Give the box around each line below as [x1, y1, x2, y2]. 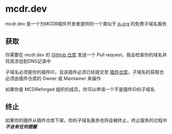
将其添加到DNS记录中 [5, 58, 51, 64]
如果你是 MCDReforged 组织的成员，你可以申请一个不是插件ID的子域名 [5, 86, 155, 92]
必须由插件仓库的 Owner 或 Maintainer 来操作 [5, 75, 101, 81]
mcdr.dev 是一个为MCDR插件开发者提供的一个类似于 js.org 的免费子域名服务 [5, 20, 167, 27]
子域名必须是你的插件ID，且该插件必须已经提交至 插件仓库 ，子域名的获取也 [5, 69, 164, 75]
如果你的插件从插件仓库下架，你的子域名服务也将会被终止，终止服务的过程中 [5, 117, 167, 123]
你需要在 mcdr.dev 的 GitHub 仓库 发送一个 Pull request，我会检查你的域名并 [5, 52, 167, 58]
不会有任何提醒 [5, 123, 37, 129]
